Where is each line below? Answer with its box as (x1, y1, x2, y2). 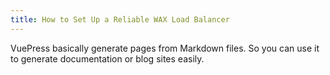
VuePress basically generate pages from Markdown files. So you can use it (10, 42, 320, 54)
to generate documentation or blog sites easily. (10, 52, 205, 65)
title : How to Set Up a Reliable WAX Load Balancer (10, 14, 230, 25)
